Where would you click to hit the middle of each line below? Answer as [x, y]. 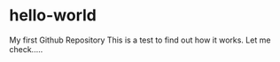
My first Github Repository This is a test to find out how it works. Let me [140, 40]
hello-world [53, 15]
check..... [26, 49]
